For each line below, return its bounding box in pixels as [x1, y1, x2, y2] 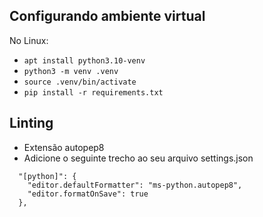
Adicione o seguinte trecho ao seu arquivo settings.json [23, 152, 254, 164]
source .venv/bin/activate [23, 77, 137, 87]
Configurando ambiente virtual [9, 8, 206, 25]
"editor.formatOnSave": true [27, 189, 149, 199]
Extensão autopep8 [23, 141, 105, 153]
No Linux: [9, 34, 49, 46]
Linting [9, 115, 54, 132]
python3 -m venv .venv [23, 66, 119, 76]
